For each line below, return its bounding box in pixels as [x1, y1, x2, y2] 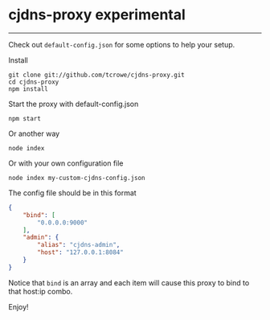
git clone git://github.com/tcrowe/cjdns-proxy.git [8, 71, 185, 79]
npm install [8, 84, 48, 93]
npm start [8, 114, 42, 122]
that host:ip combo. [8, 286, 73, 296]
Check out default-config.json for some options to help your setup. [8, 39, 235, 49]
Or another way [8, 129, 60, 138]
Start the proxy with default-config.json [8, 99, 139, 109]
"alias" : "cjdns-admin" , [37, 241, 121, 249]
